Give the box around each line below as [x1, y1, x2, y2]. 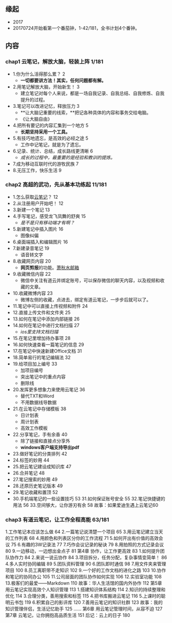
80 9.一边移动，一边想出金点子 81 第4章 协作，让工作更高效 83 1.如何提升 [5, 548, 160, 554]
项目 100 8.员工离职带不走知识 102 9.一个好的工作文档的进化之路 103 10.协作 [5, 567, 166, 574]
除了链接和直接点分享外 [20, 438, 70, 444]
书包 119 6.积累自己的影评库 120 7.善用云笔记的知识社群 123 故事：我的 [14, 599, 163, 606]
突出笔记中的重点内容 [20, 373, 66, 380]
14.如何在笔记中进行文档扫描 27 [12, 322, 80, 328]
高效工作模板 [20, 425, 48, 431]
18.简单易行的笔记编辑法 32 [12, 354, 71, 361]
